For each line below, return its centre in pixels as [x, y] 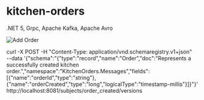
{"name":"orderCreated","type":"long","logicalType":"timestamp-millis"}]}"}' [102, 84]
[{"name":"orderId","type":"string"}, [51, 77]
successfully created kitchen [43, 65]
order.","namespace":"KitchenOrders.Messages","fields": [78, 71]
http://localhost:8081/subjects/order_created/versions [74, 90]
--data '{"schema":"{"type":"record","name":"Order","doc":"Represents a [99, 58]
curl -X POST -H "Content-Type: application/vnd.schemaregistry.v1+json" [99, 52]
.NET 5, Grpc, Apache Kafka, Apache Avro [60, 28]
